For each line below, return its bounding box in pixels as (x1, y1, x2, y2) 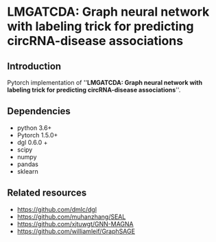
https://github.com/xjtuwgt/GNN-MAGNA (16, 219, 134, 228)
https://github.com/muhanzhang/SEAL (16, 213, 126, 221)
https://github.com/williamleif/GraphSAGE (16, 227, 136, 235)
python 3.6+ (16, 124, 52, 132)
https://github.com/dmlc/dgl (16, 205, 97, 213)
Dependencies (7, 105, 71, 117)
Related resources (7, 187, 87, 199)
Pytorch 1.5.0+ (16, 131, 58, 139)
